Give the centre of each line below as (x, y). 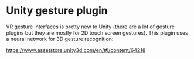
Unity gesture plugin (57, 11)
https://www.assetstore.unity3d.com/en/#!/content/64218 (76, 50)
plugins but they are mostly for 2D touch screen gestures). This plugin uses (97, 32)
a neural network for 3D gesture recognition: (60, 39)
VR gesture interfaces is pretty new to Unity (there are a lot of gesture (90, 27)
